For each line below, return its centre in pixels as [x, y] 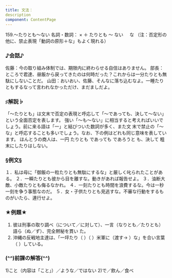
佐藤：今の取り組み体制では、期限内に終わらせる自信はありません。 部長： [85, 68]
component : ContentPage [31, 19]
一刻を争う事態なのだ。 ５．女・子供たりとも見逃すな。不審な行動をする [82, 191]
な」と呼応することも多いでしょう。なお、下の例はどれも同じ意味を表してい [86, 133]
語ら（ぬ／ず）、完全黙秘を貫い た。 [51, 231]
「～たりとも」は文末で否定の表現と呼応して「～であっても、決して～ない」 [86, 114]
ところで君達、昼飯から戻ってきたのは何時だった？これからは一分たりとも [84, 74]
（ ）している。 [29, 244]
